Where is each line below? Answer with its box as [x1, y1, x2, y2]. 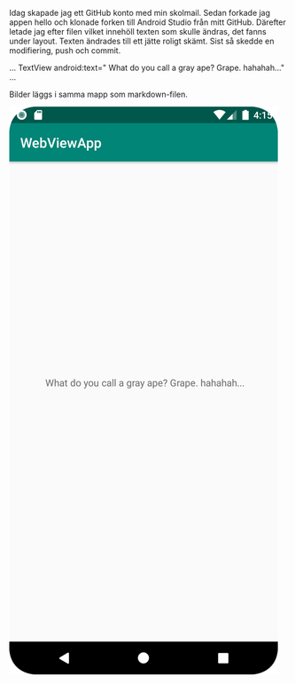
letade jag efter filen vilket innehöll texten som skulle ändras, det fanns [9, 27, 268, 36]
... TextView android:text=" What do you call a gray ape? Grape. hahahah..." [9, 62, 285, 73]
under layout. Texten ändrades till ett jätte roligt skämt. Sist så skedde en [9, 35, 275, 46]
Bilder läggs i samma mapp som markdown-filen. [9, 89, 189, 99]
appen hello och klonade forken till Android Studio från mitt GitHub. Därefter [9, 17, 286, 28]
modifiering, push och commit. [9, 45, 121, 56]
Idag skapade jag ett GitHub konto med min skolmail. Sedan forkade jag [9, 8, 271, 18]
